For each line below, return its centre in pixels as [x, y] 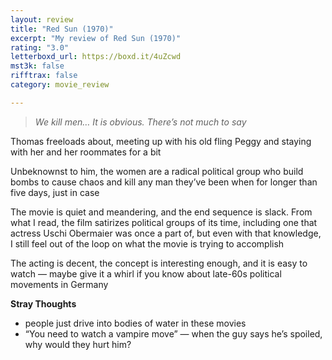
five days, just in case [55, 192]
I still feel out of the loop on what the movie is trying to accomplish [147, 243]
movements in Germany [59, 284]
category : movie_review [60, 85]
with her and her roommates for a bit [86, 152]
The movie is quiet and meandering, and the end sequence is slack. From [161, 212]
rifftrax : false [44, 76]
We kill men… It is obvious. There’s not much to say [140, 122]
